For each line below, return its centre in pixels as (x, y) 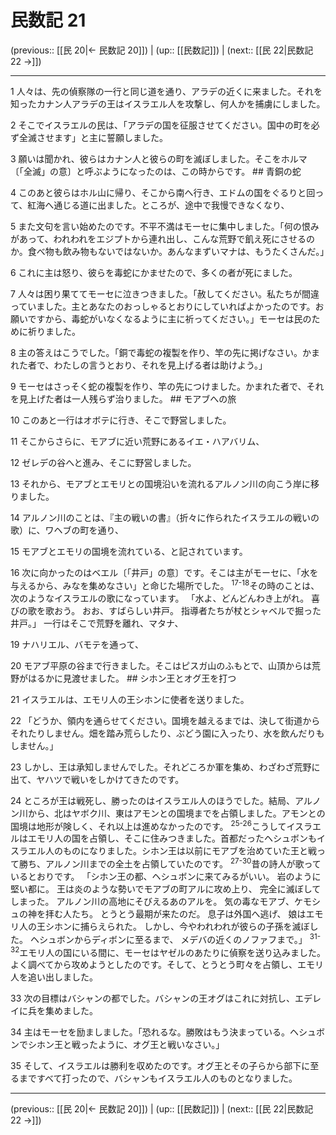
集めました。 (71, 1011)
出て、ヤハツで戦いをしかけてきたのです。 (97, 779)
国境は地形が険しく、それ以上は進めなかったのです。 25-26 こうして (148, 825)
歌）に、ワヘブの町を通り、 (67, 530)
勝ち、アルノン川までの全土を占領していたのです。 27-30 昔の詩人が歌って (170, 863)
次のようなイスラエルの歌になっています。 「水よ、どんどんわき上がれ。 (160, 598)
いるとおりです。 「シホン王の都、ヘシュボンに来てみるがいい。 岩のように (166, 876)
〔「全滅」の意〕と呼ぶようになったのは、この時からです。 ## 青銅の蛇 (156, 171)
